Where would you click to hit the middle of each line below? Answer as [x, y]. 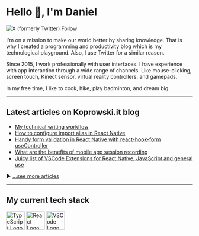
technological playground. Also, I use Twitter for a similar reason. [85, 52]
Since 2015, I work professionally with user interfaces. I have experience [94, 64]
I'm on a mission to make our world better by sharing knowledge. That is [94, 40]
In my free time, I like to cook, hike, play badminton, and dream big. [88, 88]
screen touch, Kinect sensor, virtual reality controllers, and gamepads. [92, 76]
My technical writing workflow [52, 126]
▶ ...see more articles [33, 176]
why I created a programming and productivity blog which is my [84, 46]
